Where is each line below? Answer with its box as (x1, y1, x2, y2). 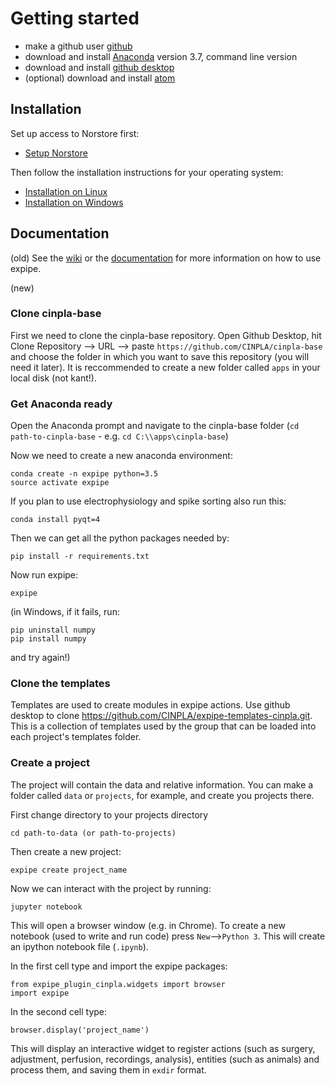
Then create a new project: (10, 845, 122, 857)
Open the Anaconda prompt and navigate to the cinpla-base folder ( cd (10, 420, 300, 432)
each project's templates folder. (10, 731, 142, 743)
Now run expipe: (10, 569, 79, 581)
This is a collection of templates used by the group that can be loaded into (10, 720, 317, 732)
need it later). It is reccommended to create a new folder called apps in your (10, 361, 321, 373)
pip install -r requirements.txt (10, 552, 150, 562)
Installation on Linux (24, 185, 108, 197)
